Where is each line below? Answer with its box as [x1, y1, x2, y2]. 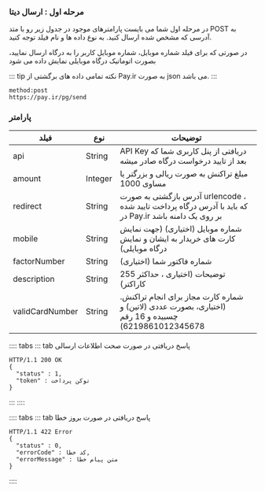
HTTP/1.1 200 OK [9, 356, 62, 364]
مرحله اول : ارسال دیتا [9, 6, 85, 17]
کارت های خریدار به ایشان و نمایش [120, 233, 236, 244]
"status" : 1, [16, 369, 62, 378]
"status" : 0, [16, 442, 62, 449]
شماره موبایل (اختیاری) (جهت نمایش [120, 223, 242, 234]
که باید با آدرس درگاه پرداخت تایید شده [120, 200, 248, 211]
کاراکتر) [120, 278, 146, 289]
